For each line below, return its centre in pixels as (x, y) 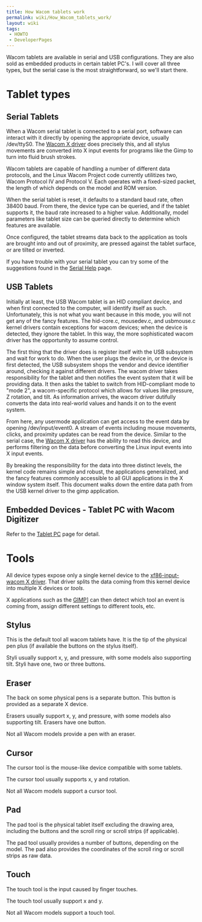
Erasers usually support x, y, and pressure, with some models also (88, 716)
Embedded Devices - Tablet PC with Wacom (90, 510)
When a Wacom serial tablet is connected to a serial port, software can (94, 131)
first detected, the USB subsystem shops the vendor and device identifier (97, 365)
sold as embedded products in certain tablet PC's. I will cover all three (93, 63)
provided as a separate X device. (47, 704)
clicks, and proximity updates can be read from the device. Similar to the (96, 434)
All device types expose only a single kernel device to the (78, 575)
